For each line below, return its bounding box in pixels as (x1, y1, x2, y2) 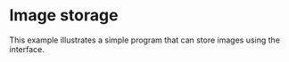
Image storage (9, 5, 119, 26)
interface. (9, 43, 45, 54)
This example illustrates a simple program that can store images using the (9, 35, 281, 45)
